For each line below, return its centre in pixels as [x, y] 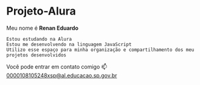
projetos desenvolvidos [36, 55]
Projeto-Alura [41, 11]
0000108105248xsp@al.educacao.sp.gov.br [62, 75]
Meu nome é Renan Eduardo [43, 28]
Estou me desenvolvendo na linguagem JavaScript [69, 44]
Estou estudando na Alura [39, 39]
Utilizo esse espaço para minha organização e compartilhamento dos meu [100, 50]
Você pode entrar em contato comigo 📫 [57, 66]
